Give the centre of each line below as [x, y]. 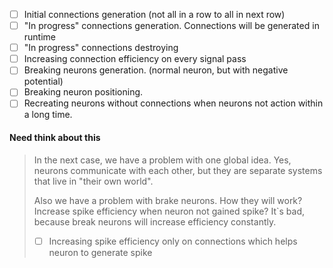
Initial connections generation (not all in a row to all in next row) [154, 14]
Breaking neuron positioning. [83, 92]
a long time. [48, 115]
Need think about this [55, 138]
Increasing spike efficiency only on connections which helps [173, 241]
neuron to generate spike [100, 252]
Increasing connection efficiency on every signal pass [135, 59]
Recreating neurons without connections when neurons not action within [173, 103]
